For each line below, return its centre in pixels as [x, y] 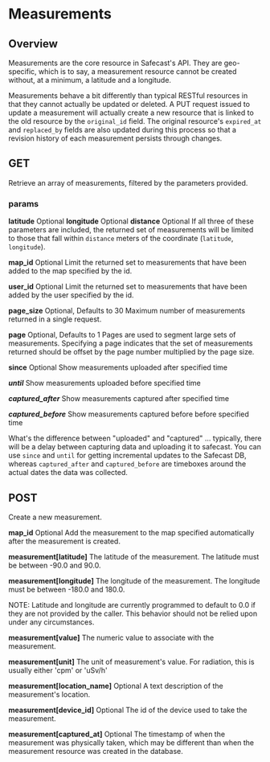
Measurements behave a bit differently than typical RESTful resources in [128, 96]
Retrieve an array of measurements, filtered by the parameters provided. [128, 182]
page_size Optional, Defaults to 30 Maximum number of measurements [127, 311]
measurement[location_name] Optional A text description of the [116, 686]
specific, [23, 72]
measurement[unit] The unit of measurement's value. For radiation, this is [131, 662]
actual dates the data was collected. [68, 473]
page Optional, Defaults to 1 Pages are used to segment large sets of [122, 335]
